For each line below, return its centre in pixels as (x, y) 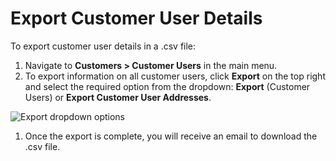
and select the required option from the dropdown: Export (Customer (167, 86)
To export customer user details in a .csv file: (103, 46)
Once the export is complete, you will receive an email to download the (171, 136)
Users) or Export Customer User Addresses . (118, 97)
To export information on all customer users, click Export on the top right (175, 76)
